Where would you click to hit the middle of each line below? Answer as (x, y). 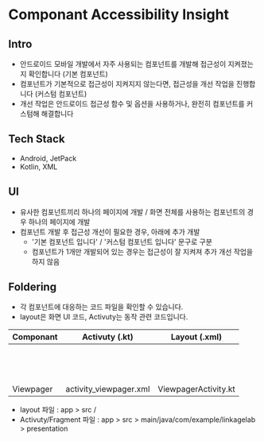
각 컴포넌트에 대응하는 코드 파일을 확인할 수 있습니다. (101, 307)
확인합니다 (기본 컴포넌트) (68, 74)
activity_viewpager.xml (108, 389)
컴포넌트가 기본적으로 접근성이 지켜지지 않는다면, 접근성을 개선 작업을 (127, 84)
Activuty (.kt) (108, 337)
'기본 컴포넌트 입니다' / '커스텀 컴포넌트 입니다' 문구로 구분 (122, 242)
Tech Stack (37, 139)
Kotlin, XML (39, 166)
